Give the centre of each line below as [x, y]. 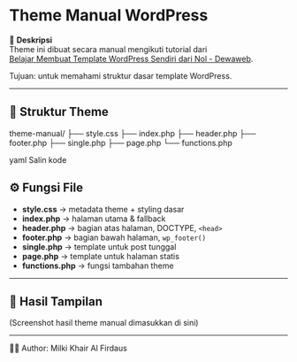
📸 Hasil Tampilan [56, 301]
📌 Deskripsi [31, 40]
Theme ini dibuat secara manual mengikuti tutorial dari [108, 49]
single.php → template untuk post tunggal [99, 246]
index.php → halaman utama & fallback [94, 219]
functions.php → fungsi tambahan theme [98, 266]
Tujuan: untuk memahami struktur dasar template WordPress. [121, 75]
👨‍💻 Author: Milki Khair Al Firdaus [69, 348]
